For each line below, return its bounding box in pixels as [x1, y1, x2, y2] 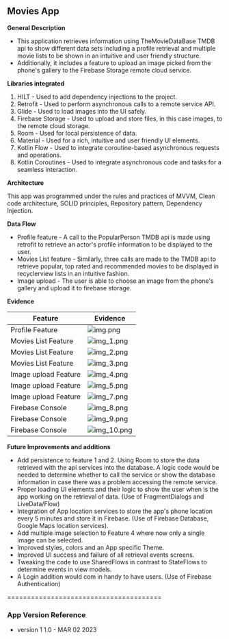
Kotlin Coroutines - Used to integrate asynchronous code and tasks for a [16, 158, 222, 166]
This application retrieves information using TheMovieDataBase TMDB [16, 37, 215, 45]
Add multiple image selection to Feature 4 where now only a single [16, 529, 205, 537]
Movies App [7, 5, 59, 17]
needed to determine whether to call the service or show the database [16, 471, 216, 479]
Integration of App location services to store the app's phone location [16, 507, 213, 515]
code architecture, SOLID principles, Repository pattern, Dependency [7, 199, 203, 208]
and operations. [16, 151, 62, 159]
